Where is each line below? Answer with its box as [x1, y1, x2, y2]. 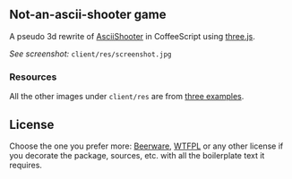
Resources [9, 71, 57, 83]
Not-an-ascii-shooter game [9, 7, 167, 22]
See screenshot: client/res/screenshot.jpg [9, 48, 172, 59]
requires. [9, 159, 43, 170]
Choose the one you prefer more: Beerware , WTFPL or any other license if [9, 141, 284, 151]
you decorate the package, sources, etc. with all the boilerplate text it [9, 149, 265, 160]
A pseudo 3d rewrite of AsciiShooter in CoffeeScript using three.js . [9, 30, 255, 41]
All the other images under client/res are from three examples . [9, 91, 245, 102]
